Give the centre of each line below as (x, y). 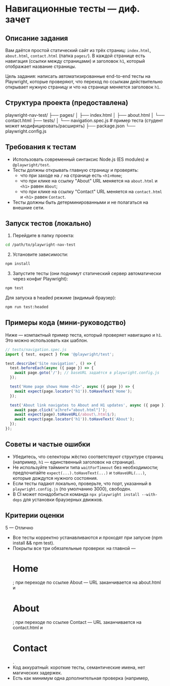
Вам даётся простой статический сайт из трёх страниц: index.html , (78, 50)
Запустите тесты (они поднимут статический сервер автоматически (87, 273)
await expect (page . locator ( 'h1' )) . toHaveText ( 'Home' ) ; (73, 391)
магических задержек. (37, 673)
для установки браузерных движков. (63, 499)
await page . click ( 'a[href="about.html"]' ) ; (61, 410)
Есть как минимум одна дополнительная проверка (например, (81, 678)
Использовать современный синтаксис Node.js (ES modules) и (80, 159)
